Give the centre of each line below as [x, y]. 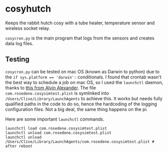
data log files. [19, 43]
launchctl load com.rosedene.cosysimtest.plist [56, 128]
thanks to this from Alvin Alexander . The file [51, 88]
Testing [17, 60]
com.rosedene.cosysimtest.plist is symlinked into [57, 93]
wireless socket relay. [28, 28]
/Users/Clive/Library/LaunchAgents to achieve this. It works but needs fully [84, 98]
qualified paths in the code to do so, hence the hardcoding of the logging [81, 104]
